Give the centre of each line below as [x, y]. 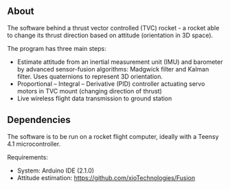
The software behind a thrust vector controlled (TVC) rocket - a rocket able [113, 27]
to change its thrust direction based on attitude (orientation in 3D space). [110, 35]
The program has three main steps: [57, 48]
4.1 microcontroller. [34, 144]
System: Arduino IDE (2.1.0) [56, 170]
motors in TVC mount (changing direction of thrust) [90, 91]
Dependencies [39, 120]
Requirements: [27, 157]
